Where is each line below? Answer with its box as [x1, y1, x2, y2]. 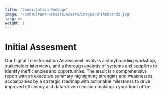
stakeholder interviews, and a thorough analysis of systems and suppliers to [5, 63, 158, 69]
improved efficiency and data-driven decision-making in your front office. [5, 84, 152, 90]
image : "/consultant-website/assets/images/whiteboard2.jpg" [5, 12, 131, 17]
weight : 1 [5, 20, 25, 26]
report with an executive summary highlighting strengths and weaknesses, [5, 74, 154, 79]
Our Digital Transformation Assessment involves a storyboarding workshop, [5, 58, 157, 64]
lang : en [5, 16, 23, 21]
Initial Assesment [5, 42, 77, 53]
